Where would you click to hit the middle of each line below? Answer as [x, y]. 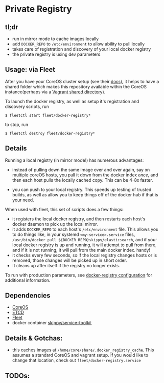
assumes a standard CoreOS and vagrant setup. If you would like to [80, 355]
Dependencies [28, 296]
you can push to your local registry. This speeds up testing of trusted [82, 190]
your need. [23, 200]
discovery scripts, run [27, 106]
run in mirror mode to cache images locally [55, 39]
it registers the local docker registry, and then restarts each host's [79, 219]
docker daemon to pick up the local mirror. [55, 224]
